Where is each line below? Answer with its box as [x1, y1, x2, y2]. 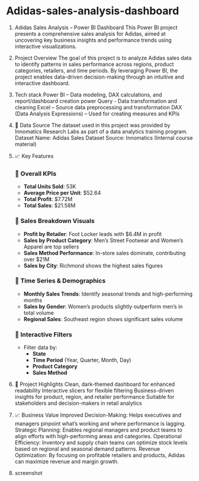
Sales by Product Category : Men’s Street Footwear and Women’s [23, 237, 184, 244]
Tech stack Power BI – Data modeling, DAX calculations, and [14, 91, 162, 98]
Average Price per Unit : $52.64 [23, 189, 101, 197]
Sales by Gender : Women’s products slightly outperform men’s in [23, 303, 183, 310]
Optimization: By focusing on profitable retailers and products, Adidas [14, 452, 185, 459]
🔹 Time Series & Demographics [14, 276, 106, 285]
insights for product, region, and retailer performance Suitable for [14, 394, 175, 401]
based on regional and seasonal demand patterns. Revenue [14, 445, 161, 452]
